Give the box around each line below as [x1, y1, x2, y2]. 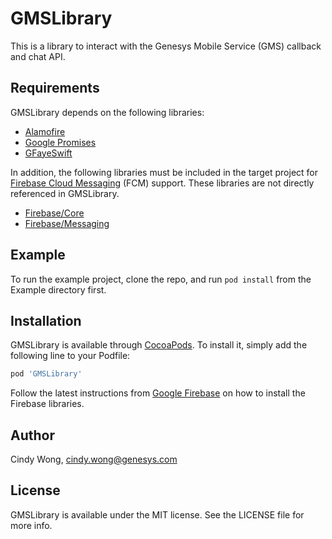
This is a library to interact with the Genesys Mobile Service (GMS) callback [10, 40, 322, 52]
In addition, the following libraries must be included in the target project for [10, 166, 319, 178]
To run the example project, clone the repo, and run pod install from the [10, 273, 312, 285]
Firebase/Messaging [24, 217, 110, 229]
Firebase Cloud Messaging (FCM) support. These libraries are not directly [10, 177, 315, 189]
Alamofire [24, 125, 66, 137]
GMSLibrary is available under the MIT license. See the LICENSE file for [10, 508, 305, 521]
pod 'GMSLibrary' [10, 369, 83, 379]
